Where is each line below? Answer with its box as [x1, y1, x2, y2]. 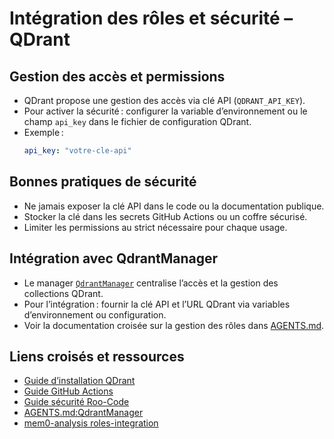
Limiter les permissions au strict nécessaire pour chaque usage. [23, 221, 288, 233]
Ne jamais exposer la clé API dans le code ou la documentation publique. [23, 200, 325, 212]
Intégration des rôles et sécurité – [9, 7, 294, 30]
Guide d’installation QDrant [23, 375, 136, 387]
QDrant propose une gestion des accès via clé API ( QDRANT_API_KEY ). [23, 95, 306, 106]
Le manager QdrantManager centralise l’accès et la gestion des [23, 277, 279, 289]
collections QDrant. [23, 287, 104, 299]
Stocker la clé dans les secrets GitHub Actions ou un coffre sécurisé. [23, 210, 308, 222]
